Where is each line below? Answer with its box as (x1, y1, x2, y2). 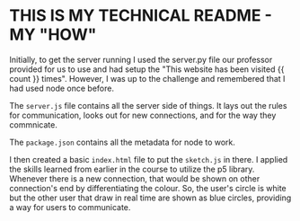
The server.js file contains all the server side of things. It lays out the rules (9, 100, 287, 110)
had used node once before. (9, 83, 115, 93)
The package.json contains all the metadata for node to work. (9, 137, 236, 147)
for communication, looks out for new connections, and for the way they (9, 110, 277, 120)
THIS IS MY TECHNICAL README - (9, 5, 272, 26)
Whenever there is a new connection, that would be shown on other (9, 172, 260, 184)
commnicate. (9, 119, 58, 130)
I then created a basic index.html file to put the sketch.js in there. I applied (9, 154, 288, 164)
